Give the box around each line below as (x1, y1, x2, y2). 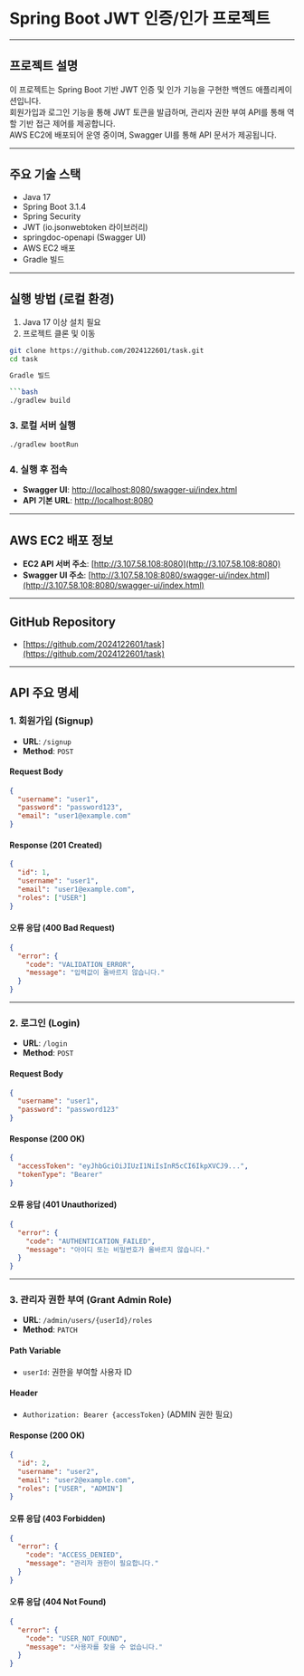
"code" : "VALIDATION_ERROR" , (25, 960, 136, 969)
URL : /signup (22, 735, 72, 747)
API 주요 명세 (9, 685, 80, 701)
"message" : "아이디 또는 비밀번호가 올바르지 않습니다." (25, 1245, 211, 1254)
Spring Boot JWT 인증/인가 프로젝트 (9, 8, 271, 29)
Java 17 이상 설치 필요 (22, 317, 101, 328)
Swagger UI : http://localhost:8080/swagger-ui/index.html (22, 484, 238, 495)
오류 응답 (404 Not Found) (9, 1596, 107, 1607)
